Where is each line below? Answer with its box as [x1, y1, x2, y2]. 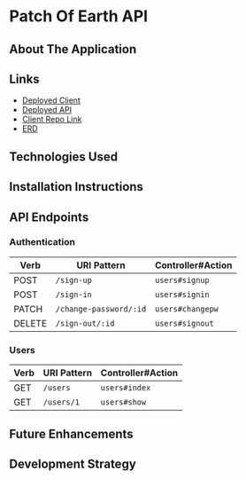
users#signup [154, 275, 210, 285]
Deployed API [21, 105, 73, 115]
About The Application [9, 42, 137, 57]
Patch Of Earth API [9, 6, 149, 27]
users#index [100, 383, 151, 393]
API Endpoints [9, 209, 89, 224]
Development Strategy [9, 456, 137, 471]
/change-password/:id [55, 303, 147, 314]
